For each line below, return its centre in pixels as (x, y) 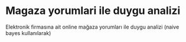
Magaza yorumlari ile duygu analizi (93, 11)
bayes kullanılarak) (28, 33)
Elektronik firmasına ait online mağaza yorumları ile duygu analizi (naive (92, 27)
